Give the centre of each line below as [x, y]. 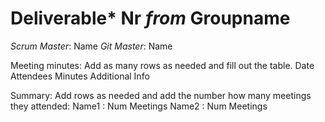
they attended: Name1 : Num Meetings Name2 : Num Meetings [139, 106]
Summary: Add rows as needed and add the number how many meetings [161, 95]
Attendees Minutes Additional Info [80, 76]
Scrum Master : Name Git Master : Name [91, 46]
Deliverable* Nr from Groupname [150, 18]
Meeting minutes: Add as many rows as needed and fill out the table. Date [162, 65]
